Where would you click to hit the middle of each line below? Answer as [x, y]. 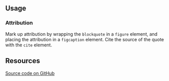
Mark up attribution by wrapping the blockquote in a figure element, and [81, 34]
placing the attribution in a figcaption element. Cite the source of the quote [85, 39]
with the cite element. [29, 45]
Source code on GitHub [30, 73]
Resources [23, 61]
